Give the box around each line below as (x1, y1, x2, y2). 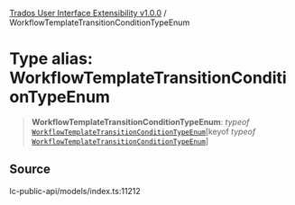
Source (9, 162, 51, 177)
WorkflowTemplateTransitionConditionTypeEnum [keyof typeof (31, 126, 256, 137)
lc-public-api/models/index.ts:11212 (9, 185, 142, 196)
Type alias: (9, 49, 93, 69)
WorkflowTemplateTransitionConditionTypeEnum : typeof (31, 116, 250, 127)
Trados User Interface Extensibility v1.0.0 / (9, 8, 167, 18)
